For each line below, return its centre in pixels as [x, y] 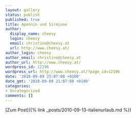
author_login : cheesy [28, 53]
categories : [18, 86]
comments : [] [19, 96]
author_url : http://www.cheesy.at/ [43, 62]
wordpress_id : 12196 [27, 67]
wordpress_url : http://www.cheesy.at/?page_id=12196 [63, 72]
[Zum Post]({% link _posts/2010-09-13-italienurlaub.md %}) [68, 110]
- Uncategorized [22, 91]
